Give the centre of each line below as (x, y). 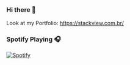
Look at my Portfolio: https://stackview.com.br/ (65, 23)
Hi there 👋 (21, 10)
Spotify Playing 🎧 (34, 39)
